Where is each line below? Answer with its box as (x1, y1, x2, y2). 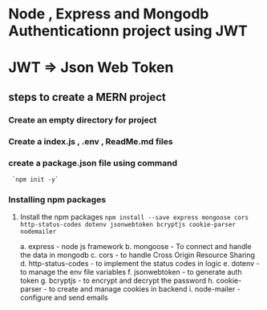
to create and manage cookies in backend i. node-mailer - (48, 284, 241, 294)
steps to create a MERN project (8, 90, 166, 104)
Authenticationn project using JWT (8, 22, 249, 40)
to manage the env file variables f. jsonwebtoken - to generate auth (19, 268, 242, 277)
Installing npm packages (8, 194, 107, 205)
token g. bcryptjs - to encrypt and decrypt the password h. (19, 276, 215, 285)
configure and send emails (19, 293, 108, 303)
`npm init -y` (11, 175, 59, 183)
